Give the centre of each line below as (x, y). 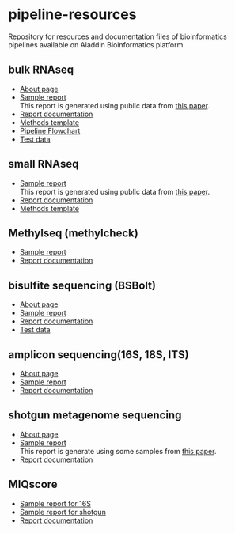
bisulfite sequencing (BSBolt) (82, 285)
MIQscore (33, 484)
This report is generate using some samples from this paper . (118, 451)
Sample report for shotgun (63, 512)
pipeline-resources (72, 15)
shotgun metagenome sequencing (95, 416)
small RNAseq (44, 164)
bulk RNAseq (41, 70)
